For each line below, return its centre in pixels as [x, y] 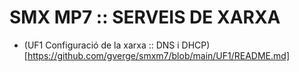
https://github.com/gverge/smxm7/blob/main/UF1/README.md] [159, 55]
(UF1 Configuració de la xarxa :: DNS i [101, 45]
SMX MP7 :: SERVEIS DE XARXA [145, 17]
